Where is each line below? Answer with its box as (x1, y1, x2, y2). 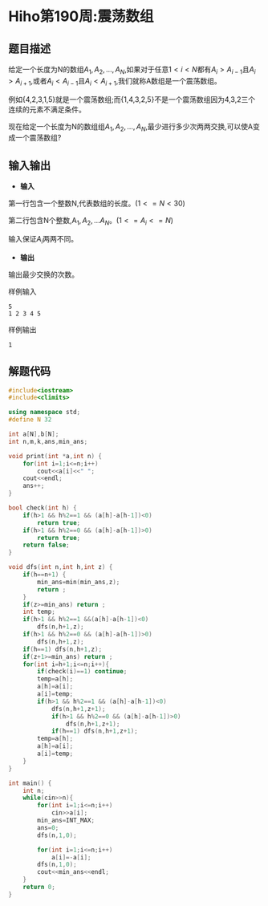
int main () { (8, 779, 52, 787)
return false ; (22, 541, 70, 550)
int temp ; (22, 607, 56, 616)
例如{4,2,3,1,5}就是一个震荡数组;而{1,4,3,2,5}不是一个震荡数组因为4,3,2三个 (8, 94, 256, 104)
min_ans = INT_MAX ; (37, 816, 95, 825)
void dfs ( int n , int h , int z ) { (8, 563, 113, 571)
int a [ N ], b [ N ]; (8, 430, 59, 438)
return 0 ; (22, 884, 56, 892)
